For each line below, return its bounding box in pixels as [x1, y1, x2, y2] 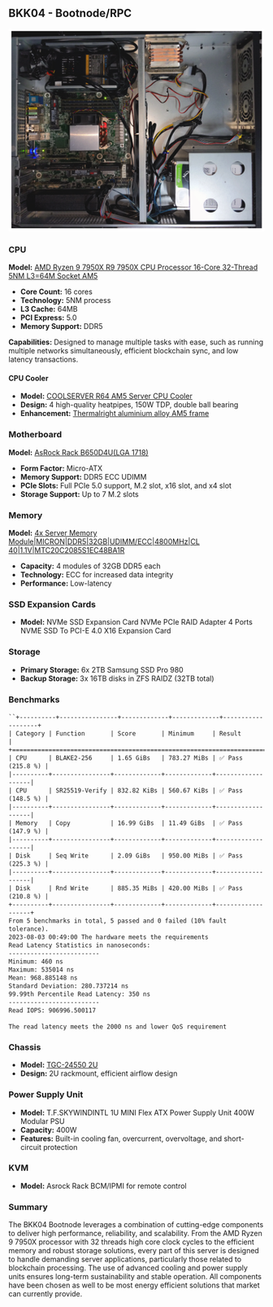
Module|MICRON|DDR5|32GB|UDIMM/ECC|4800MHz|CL [8, 537, 201, 546]
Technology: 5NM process [19, 296, 111, 305]
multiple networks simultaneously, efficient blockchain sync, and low [8, 346, 239, 356]
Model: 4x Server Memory [8, 529, 97, 538]
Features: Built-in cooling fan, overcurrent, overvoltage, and [19, 1134, 223, 1143]
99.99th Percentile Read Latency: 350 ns [8, 989, 151, 998]
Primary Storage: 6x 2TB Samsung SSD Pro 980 [19, 664, 184, 674]
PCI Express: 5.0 [19, 313, 77, 322]
